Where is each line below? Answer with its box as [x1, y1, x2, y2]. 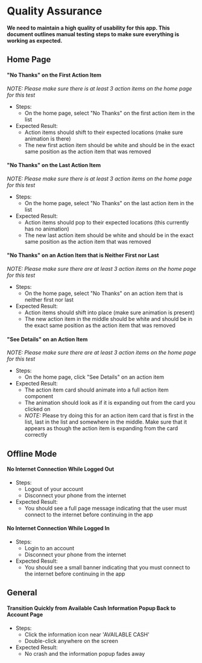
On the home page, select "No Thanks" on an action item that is [24, 290, 183, 297]
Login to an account [24, 544, 75, 551]
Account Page [7, 611, 43, 618]
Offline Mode [7, 448, 57, 459]
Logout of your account [24, 485, 84, 492]
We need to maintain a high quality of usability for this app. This [7, 24, 171, 31]
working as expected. [7, 37, 63, 44]
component [24, 393, 54, 400]
